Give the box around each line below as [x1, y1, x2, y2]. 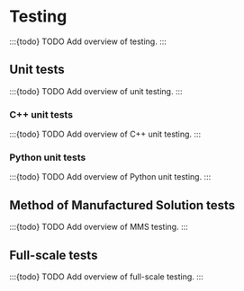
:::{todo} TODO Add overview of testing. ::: [9, 36, 167, 47]
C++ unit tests [9, 108, 74, 120]
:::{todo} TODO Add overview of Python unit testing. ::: [9, 172, 212, 182]
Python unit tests [9, 151, 86, 163]
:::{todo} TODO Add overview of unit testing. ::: [9, 85, 183, 96]
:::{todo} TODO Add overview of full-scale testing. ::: [9, 271, 204, 282]
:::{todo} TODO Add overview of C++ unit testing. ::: [9, 128, 201, 140]
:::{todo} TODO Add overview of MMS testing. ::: [9, 222, 188, 233]
